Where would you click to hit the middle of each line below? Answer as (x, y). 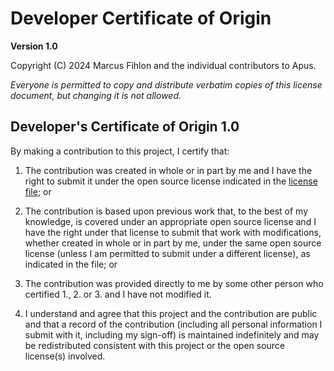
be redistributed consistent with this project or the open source (155, 345)
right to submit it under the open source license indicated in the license (171, 181)
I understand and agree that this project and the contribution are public (171, 313)
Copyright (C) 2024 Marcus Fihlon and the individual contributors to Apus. (163, 65)
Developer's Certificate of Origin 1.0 (125, 127)
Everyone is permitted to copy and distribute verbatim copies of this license (166, 84)
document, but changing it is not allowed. (96, 95)
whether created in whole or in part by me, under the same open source (173, 243)
